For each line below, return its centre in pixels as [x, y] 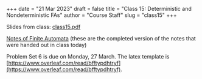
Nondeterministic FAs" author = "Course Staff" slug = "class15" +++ [92, 15]
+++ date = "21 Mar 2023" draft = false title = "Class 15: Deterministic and [99, 9]
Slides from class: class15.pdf [44, 27]
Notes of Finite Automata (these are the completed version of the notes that [101, 38]
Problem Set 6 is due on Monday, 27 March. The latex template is [88, 56]
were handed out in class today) [47, 45]
